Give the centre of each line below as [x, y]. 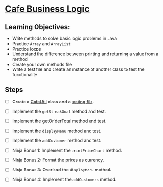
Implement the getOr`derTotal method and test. [59, 121]
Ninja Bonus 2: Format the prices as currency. [58, 160]
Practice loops [27, 49]
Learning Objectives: [37, 27]
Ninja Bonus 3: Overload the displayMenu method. [62, 170]
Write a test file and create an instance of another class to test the [78, 69]
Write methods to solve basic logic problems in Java [64, 38]
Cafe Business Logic [47, 9]
